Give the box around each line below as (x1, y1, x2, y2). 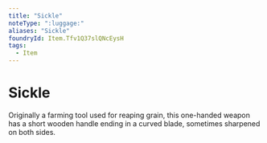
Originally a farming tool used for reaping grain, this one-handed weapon (8, 110, 251, 120)
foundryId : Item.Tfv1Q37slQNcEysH (8, 34, 125, 43)
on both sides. (8, 127, 56, 137)
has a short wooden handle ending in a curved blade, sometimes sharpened (8, 118, 261, 129)
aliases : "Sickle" (8, 27, 70, 35)
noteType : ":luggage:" (8, 19, 84, 27)
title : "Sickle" (8, 11, 63, 20)
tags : (8, 42, 27, 50)
